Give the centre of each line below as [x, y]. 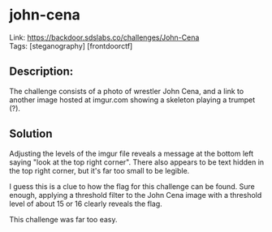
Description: [41, 72]
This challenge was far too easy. [63, 219]
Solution [31, 134]
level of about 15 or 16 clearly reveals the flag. [86, 204]
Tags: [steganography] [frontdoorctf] [71, 45]
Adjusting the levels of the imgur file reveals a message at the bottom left [132, 153]
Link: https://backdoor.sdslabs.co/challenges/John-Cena [104, 37]
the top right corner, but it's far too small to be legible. [99, 170]
